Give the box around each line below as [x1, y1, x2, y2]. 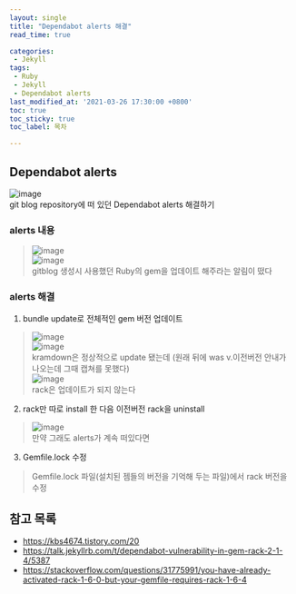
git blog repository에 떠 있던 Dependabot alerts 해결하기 [9, 199, 215, 210]
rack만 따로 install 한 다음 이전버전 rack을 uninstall [22, 403, 205, 414]
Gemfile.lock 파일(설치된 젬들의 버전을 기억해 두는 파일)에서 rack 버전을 [31, 470, 288, 481]
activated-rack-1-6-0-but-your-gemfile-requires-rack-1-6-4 [22, 574, 248, 586]
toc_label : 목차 [9, 123, 67, 132]
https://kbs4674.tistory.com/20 [22, 536, 140, 547]
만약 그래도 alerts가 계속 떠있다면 [31, 432, 150, 443]
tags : [9, 64, 30, 73]
